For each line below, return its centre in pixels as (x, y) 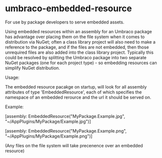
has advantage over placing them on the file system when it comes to (75, 37)
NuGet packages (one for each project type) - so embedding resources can (81, 63)
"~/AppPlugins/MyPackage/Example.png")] (49, 136)
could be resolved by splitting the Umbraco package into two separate (76, 57)
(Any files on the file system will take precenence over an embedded (74, 145)
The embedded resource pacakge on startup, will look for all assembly (76, 87)
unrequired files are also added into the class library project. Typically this (79, 52)
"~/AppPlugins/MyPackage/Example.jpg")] (48, 121)
